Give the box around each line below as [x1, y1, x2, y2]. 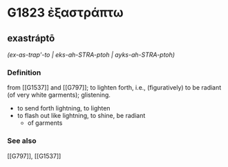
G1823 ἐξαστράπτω [7, 5, 124, 21]
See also [7, 136, 37, 146]
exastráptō [7, 32, 55, 44]
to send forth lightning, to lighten [17, 104, 111, 112]
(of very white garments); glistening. [7, 91, 111, 99]
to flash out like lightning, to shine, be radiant [17, 112, 146, 120]
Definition [7, 68, 41, 77]
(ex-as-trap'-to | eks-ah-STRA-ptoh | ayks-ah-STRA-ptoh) [7, 50, 175, 59]
